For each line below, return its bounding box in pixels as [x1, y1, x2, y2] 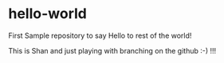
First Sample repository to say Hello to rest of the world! [8, 31, 192, 40]
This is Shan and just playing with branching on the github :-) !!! [8, 46, 217, 55]
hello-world [8, 5, 88, 23]
